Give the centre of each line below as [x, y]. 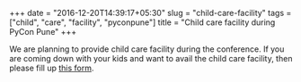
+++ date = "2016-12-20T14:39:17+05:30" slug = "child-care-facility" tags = [150, 13]
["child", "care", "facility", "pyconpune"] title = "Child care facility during [142, 22]
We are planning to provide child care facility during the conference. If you [147, 49]
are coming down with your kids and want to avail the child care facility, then [151, 58]
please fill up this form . [52, 68]
